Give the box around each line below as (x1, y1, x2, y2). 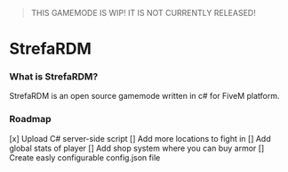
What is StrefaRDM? (9, 70, 99, 83)
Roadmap (9, 113, 52, 126)
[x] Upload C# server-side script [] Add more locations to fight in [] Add (9, 133, 271, 143)
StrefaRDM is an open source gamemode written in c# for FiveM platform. (9, 91, 280, 102)
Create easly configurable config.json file (9, 152, 161, 163)
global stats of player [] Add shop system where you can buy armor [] (9, 143, 265, 153)
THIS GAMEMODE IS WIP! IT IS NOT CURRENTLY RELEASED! (30, 8, 256, 18)
